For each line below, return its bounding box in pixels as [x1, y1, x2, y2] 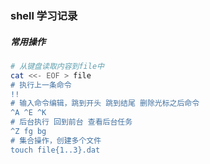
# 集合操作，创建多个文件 [10, 135, 102, 146]
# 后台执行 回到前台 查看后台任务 [10, 117, 133, 127]
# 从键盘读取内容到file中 [10, 61, 105, 71]
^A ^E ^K [10, 108, 47, 118]
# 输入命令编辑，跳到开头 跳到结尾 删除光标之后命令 [10, 98, 200, 109]
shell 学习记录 [10, 8, 78, 22]
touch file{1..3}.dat [10, 145, 101, 155]
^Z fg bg [10, 127, 47, 137]
